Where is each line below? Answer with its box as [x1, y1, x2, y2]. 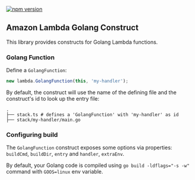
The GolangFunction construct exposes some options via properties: [6, 144, 172, 151]
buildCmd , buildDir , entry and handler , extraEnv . [6, 150, 124, 157]
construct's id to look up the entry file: [6, 95, 100, 102]
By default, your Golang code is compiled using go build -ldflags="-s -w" [6, 162, 190, 169]
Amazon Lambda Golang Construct [6, 22, 139, 33]
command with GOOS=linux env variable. [6, 168, 104, 175]
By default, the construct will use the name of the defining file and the [6, 89, 177, 96]
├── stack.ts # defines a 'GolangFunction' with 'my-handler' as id [6, 111, 179, 118]
